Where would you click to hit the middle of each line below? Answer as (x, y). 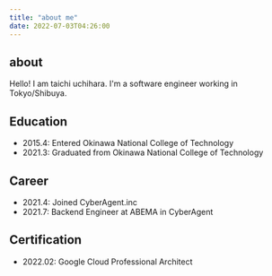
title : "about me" (44, 17)
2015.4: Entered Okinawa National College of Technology (128, 143)
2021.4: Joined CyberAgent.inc (79, 202)
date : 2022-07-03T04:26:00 (60, 26)
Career (29, 181)
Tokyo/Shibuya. (38, 93)
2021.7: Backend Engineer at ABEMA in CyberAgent (118, 211)
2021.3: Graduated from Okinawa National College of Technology (143, 152)
